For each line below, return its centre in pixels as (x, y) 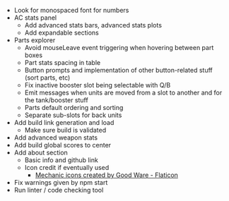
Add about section (41, 152)
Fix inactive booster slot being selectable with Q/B (98, 85)
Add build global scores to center (63, 145)
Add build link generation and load (64, 122)
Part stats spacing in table (63, 62)
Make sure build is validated (65, 130)
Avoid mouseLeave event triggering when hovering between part (119, 48)
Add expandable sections (61, 32)
